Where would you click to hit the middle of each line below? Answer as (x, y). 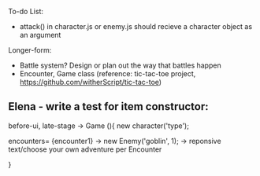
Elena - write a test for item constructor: (108, 106)
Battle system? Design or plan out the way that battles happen (121, 65)
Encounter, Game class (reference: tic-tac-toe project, (108, 73)
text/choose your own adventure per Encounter (85, 149)
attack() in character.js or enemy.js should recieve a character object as (136, 26)
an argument (40, 35)
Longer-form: (30, 50)
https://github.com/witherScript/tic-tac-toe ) (91, 82)
